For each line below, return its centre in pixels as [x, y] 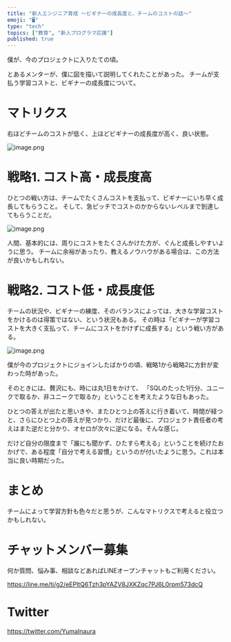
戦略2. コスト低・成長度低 [81, 291]
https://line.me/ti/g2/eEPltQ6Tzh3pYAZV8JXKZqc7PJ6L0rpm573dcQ [105, 584]
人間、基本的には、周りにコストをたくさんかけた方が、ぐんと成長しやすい [113, 243]
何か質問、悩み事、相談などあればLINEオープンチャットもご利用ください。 [113, 570]
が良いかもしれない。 [37, 260]
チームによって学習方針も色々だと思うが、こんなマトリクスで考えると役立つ [115, 511]
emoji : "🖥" [23, 20]
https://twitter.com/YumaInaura [52, 631]
